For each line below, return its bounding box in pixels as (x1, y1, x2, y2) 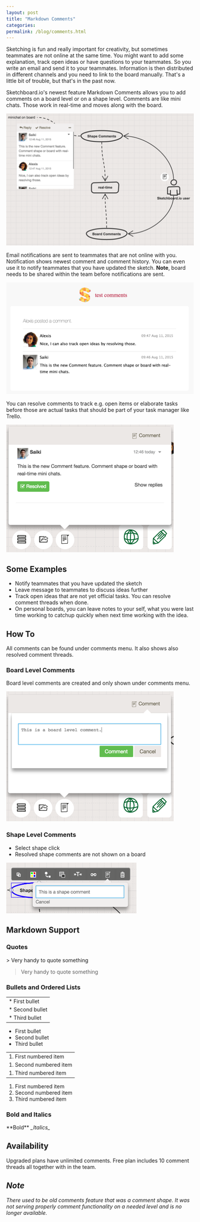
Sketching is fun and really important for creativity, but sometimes (6, 45, 168, 53)
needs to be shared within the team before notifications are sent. (6, 270, 165, 278)
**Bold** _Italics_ (6, 1123, 51, 1131)
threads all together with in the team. (6, 1163, 96, 1170)
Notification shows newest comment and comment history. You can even (6, 257, 186, 265)
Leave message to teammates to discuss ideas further (14, 586, 148, 593)
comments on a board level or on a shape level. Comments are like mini (6, 96, 181, 103)
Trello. (6, 413, 22, 420)
